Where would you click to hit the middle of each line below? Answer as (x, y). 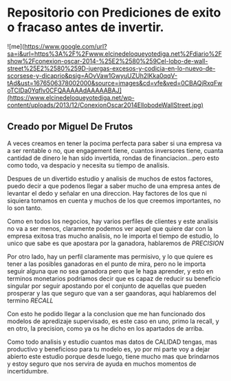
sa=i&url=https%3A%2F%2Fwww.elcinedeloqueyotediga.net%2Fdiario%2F (114, 54)
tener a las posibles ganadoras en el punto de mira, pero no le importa (107, 264)
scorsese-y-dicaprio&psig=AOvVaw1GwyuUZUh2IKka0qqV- (92, 75)
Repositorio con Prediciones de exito (114, 13)
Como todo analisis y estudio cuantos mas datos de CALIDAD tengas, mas (112, 342)
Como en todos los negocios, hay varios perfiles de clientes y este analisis (113, 221)
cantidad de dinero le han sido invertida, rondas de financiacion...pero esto (113, 158)
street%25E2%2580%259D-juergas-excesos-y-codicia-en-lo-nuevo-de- (111, 68)
